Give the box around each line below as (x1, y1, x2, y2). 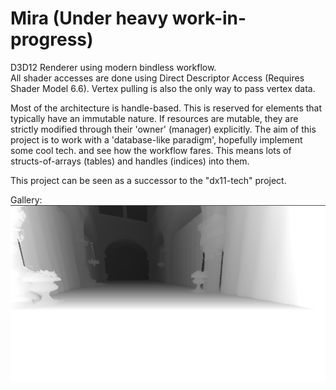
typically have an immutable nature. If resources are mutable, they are (10, 112, 299, 124)
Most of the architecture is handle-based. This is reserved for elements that (10, 102, 323, 114)
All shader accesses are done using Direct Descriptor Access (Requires (10, 72, 305, 84)
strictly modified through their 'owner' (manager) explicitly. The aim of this (10, 123, 317, 135)
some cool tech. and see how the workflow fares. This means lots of (10, 144, 292, 156)
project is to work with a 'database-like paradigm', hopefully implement (10, 133, 303, 146)
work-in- (171, 7, 247, 30)
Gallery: (10, 193, 43, 206)
